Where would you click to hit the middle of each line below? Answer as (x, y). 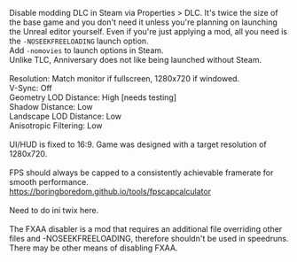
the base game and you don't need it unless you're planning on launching (143, 22)
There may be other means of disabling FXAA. (94, 248)
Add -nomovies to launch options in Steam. (86, 50)
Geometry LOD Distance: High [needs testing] (93, 97)
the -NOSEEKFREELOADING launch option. (79, 41)
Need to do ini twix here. (54, 210)
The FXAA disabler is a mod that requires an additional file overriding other (146, 229)
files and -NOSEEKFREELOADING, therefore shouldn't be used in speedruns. (149, 239)
